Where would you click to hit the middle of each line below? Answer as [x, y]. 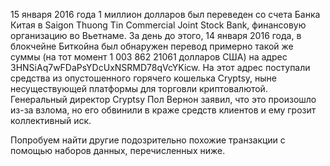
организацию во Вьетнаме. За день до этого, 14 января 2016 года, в [156, 35]
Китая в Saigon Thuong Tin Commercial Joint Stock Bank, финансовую [158, 25]
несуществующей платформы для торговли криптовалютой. [139, 88]
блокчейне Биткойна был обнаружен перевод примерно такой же [152, 46]
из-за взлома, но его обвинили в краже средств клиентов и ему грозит [163, 110]
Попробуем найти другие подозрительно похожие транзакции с [148, 140]
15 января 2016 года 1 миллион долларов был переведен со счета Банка [165, 14]
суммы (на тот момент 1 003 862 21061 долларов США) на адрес [149, 57]
